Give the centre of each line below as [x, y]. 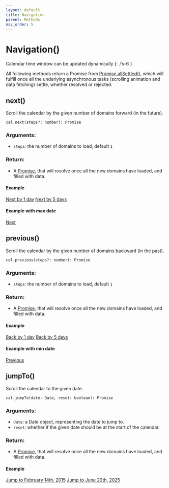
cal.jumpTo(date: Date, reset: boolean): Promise [60, 398]
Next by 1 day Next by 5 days [36, 199]
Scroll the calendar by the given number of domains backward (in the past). [85, 251]
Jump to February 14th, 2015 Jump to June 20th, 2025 [63, 480]
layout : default [23, 10]
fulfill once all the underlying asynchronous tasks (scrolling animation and [83, 79]
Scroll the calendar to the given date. [45, 388]
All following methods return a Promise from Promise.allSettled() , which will [85, 74]
